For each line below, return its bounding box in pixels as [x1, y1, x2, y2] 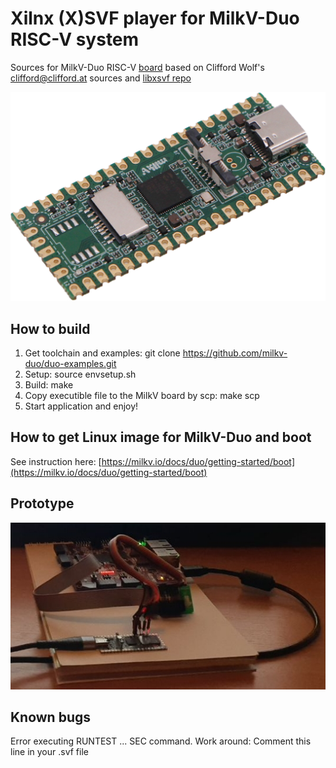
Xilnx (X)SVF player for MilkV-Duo [10, 7, 300, 30]
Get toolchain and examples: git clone [24, 347, 181, 359]
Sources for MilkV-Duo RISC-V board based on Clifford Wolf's [10, 61, 265, 73]
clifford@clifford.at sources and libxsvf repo [10, 72, 192, 84]
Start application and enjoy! [24, 400, 139, 412]
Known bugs [10, 708, 92, 726]
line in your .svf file [10, 746, 89, 758]
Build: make [24, 378, 74, 391]
